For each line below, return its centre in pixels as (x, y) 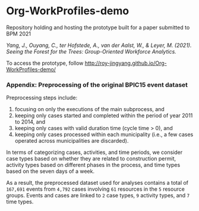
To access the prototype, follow (45, 63)
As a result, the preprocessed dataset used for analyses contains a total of (97, 183)
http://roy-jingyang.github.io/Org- (126, 63)
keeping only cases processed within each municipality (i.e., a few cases (104, 134)
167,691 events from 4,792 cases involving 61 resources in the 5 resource (96, 189)
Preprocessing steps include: (42, 98)
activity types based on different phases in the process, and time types (93, 165)
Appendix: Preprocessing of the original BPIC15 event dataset (97, 84)
